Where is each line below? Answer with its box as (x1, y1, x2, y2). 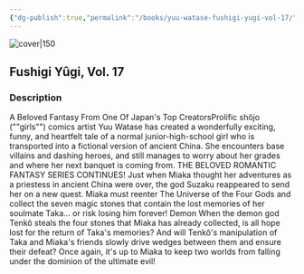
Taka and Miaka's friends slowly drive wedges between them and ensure (9, 237, 282, 248)
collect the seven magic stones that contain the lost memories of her (9, 198, 265, 209)
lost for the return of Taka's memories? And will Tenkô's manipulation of (9, 227, 278, 238)
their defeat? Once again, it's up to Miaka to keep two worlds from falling (9, 246, 280, 258)
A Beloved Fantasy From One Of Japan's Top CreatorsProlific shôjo (9, 112, 261, 123)
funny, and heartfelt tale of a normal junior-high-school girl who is (9, 131, 255, 142)
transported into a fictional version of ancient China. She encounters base (9, 141, 285, 152)
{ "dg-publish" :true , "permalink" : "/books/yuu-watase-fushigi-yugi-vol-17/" (9, 13, 298, 23)
